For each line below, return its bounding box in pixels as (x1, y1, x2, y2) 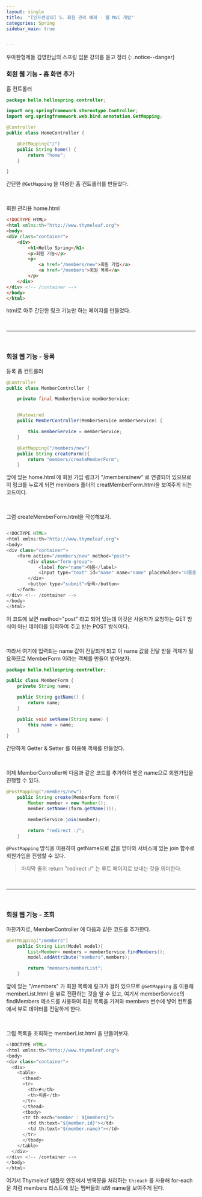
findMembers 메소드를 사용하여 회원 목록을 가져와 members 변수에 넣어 (6, 998, 176, 1005)
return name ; (28, 700, 61, 706)
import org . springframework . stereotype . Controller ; (6, 108, 138, 114)
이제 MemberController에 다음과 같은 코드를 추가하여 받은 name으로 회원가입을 (6, 769, 194, 776)
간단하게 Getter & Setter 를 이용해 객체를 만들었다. (6, 745, 125, 752)
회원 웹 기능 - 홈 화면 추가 (6, 70, 75, 78)
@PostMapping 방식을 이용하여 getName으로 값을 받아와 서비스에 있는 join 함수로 (6, 845, 195, 852)
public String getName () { (17, 694, 85, 700)
